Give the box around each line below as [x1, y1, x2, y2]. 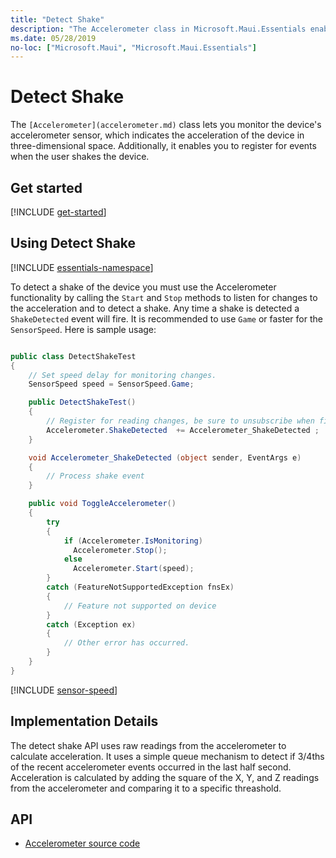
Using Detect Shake [10, 235, 137, 252]
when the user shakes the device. [10, 151, 150, 163]
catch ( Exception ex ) [46, 619, 137, 630]
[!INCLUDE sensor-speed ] [10, 684, 118, 696]
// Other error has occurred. [63, 638, 190, 648]
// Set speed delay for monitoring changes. [28, 370, 217, 380]
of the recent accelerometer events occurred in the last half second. [10, 761, 292, 773]
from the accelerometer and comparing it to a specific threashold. [10, 782, 282, 794]
